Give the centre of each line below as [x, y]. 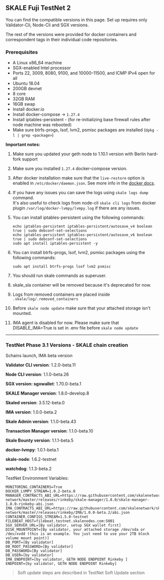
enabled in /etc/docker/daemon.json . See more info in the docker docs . [84, 183]
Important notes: [23, 145]
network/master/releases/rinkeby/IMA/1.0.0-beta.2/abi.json [68, 513]
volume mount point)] [27, 538]
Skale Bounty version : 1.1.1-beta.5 [39, 440]
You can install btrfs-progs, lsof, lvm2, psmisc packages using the [79, 253]
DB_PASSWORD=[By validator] [34, 551]
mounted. [22, 313]
